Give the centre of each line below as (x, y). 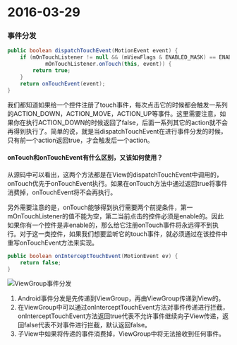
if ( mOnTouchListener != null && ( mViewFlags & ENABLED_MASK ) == (118, 57)
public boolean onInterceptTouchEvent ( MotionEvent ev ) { (93, 256)
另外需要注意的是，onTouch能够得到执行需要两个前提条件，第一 (100, 207)
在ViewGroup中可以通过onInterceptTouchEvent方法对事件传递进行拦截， (123, 308)
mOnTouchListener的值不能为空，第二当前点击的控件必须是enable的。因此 (116, 216)
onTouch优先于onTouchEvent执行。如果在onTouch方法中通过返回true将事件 (117, 183)
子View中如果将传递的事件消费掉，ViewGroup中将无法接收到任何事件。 (121, 334)
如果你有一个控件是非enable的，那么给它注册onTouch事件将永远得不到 (110, 225)
